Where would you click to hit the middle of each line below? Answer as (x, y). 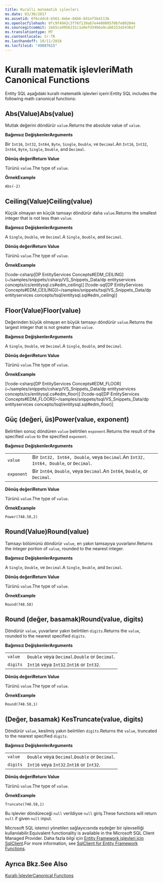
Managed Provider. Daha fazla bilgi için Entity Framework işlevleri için (74, 838)
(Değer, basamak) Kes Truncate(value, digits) (74, 719)
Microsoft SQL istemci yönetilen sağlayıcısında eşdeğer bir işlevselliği (74, 828)
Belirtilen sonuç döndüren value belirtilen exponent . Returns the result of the (80, 431)
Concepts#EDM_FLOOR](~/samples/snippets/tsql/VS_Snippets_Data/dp (77, 399)
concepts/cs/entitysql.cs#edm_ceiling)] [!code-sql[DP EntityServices (74, 285)
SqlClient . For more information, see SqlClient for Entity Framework (72, 843)
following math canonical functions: (41, 98)
